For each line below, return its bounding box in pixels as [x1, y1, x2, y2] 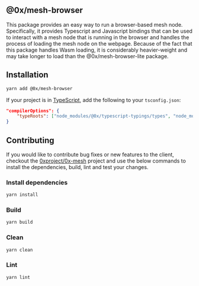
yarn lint [6, 274, 31, 280]
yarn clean [6, 247, 33, 253]
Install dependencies [6, 178, 68, 186]
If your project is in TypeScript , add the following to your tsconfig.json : [6, 96, 181, 103]
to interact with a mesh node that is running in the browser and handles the [6, 33, 190, 41]
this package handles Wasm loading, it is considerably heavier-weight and [6, 46, 188, 53]
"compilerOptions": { [6, 107, 60, 114]
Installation [6, 70, 49, 80]
